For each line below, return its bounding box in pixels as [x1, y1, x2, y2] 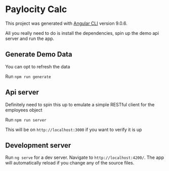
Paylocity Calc [5, 4, 67, 15]
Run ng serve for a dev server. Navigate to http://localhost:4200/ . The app [5, 154, 164, 160]
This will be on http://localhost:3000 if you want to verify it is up [5, 126, 142, 133]
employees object [5, 107, 43, 113]
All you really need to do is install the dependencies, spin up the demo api [5, 30, 159, 36]
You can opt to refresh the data [5, 63, 70, 69]
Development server [5, 141, 71, 150]
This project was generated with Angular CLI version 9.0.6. [5, 20, 128, 26]
